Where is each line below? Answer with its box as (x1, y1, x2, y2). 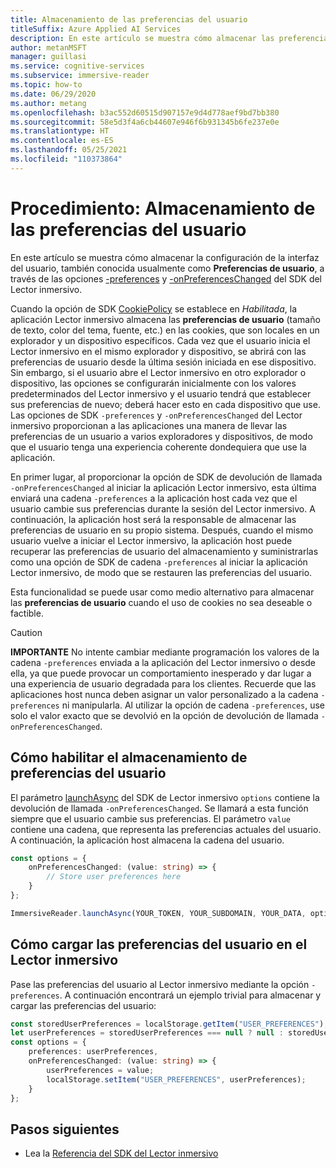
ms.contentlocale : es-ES (10, 136, 114, 146)
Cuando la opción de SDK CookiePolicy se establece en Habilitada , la (10, 302, 297, 315)
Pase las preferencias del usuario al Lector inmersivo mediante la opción (10, 978, 310, 990)
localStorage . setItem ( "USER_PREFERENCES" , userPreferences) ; (46, 1074, 307, 1085)
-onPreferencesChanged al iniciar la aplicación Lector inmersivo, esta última (10, 481, 317, 493)
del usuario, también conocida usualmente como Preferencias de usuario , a (10, 262, 325, 274)
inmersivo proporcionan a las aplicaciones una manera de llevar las (10, 419, 288, 431)
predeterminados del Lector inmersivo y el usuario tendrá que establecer (10, 387, 312, 400)
